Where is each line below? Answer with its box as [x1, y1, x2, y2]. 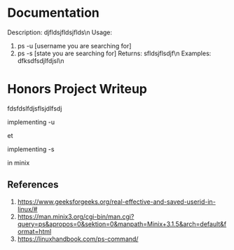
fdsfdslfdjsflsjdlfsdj [7, 104, 62, 113]
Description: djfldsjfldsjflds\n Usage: [7, 28, 113, 36]
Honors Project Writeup [7, 81, 148, 97]
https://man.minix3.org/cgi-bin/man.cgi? [17, 212, 135, 221]
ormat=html [17, 227, 52, 235]
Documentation [7, 5, 100, 21]
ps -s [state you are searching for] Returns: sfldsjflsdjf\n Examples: [17, 49, 212, 57]
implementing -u [7, 118, 55, 126]
